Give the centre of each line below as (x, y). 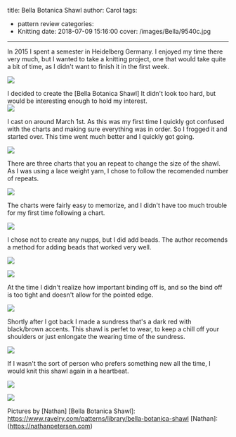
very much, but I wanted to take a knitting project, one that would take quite (117, 59)
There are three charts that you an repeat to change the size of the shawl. (114, 164)
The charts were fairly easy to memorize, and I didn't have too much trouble (117, 205)
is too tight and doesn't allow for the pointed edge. (80, 295)
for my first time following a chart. (56, 213)
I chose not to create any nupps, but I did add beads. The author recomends (118, 240)
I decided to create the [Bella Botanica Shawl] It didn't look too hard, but (112, 93)
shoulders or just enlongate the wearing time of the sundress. (96, 337)
